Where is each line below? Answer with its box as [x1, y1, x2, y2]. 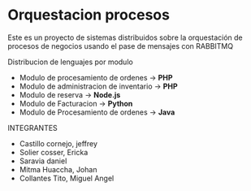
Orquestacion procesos [7, 6, 170, 24]
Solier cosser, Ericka [19, 147, 89, 157]
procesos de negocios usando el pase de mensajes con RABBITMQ [7, 41, 233, 50]
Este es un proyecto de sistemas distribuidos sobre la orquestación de [7, 33, 243, 42]
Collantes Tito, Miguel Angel [19, 173, 115, 183]
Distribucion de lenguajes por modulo [7, 57, 133, 67]
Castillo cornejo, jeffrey [19, 138, 98, 148]
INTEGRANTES [7, 123, 58, 132]
